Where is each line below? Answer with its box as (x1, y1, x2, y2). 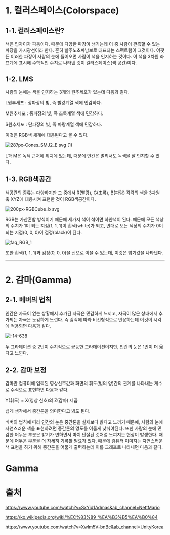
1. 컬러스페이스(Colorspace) (5, 5, 119, 16)
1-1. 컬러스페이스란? (5, 26, 65, 35)
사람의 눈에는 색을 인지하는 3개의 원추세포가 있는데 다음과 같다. (5, 89, 130, 95)
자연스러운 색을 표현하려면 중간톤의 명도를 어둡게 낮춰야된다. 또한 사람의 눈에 (5, 425, 157, 431)
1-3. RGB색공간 (5, 175, 52, 184)
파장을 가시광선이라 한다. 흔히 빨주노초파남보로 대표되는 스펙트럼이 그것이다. (5, 47, 155, 53)
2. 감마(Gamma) (5, 274, 72, 285)
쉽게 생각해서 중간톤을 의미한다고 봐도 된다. (5, 408, 91, 414)
